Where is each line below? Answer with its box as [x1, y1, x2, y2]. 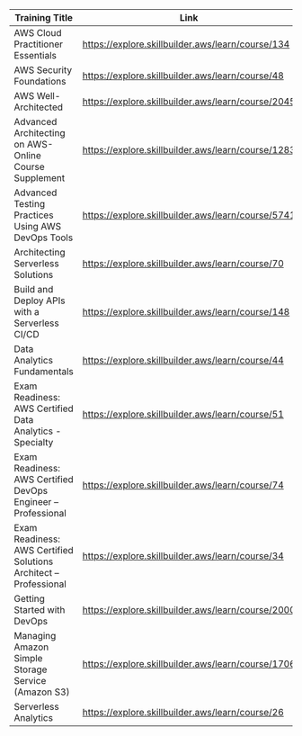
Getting [13, 593, 45, 605]
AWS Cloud [13, 27, 62, 39]
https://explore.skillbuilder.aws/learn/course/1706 [82, 658, 297, 669]
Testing [13, 198, 46, 210]
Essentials [13, 49, 57, 61]
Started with [13, 604, 66, 615]
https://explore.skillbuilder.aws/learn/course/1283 [82, 144, 297, 156]
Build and [13, 283, 54, 295]
